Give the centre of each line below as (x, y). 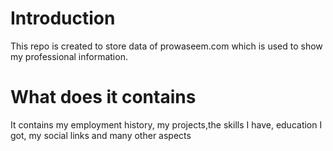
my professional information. (69, 56)
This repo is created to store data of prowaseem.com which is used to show (166, 46)
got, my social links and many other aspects (101, 135)
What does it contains (103, 97)
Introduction (63, 18)
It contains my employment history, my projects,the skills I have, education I (166, 124)
